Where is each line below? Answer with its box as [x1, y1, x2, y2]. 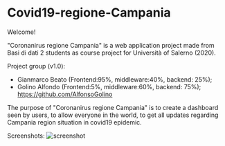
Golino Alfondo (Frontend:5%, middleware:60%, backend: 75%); [17, 82, 201, 91]
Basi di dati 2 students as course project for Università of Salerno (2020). [7, 48, 216, 57]
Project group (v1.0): [7, 62, 66, 70]
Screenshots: [7, 131, 45, 140]
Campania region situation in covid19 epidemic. [7, 118, 142, 126]
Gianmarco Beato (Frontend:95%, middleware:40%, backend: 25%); [17, 75, 213, 84]
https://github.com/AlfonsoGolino [17, 90, 113, 98]
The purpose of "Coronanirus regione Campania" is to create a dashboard [7, 103, 219, 111]
